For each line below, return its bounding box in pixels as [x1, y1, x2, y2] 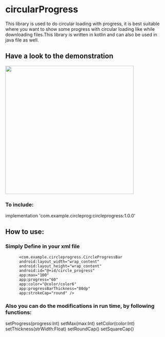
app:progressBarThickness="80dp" [18, 286, 91, 291]
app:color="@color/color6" [18, 281, 77, 287]
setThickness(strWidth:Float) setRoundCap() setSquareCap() [5, 326, 134, 332]
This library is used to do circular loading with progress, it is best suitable [5, 21, 160, 27]
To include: [5, 201, 34, 208]
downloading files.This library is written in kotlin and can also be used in [5, 31, 157, 37]
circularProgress [5, 4, 78, 15]
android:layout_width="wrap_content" [18, 259, 100, 264]
